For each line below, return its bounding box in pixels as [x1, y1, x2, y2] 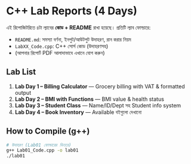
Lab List [6, 67, 36, 77]
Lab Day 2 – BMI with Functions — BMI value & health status [14, 95, 164, 103]
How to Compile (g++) [6, 126, 90, 137]
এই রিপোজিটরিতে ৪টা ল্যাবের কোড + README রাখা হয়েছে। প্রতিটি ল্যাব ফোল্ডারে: [6, 24, 151, 31]
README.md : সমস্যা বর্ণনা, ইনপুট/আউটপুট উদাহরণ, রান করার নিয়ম [14, 36, 131, 43]
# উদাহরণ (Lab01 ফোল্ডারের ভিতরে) [6, 142, 72, 148]
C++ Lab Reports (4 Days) [6, 4, 137, 18]
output [14, 89, 32, 96]
